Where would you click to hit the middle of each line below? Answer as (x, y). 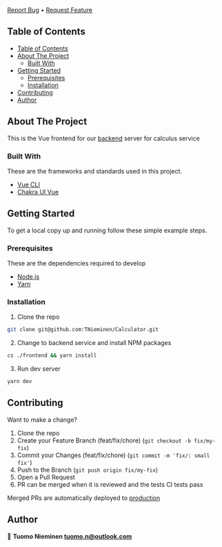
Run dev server (39, 369)
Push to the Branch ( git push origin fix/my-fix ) (88, 470)
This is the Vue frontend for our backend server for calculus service (103, 138)
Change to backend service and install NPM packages (94, 343)
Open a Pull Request (46, 477)
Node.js (28, 277)
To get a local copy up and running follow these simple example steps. (107, 230)
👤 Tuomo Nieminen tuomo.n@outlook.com (70, 536)
